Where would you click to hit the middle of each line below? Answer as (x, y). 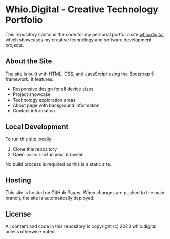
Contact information (34, 110)
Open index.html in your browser (48, 154)
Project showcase (31, 94)
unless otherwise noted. (31, 232)
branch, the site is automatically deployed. (50, 198)
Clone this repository (35, 149)
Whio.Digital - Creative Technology (82, 9)
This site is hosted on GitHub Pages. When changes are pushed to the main (85, 193)
